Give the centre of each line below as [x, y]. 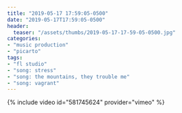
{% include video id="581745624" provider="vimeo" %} [86, 102]
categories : [24, 39]
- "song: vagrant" [33, 83]
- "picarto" [24, 52]
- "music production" [38, 45]
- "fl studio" [27, 64]
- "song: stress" [32, 70]
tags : [15, 58]
